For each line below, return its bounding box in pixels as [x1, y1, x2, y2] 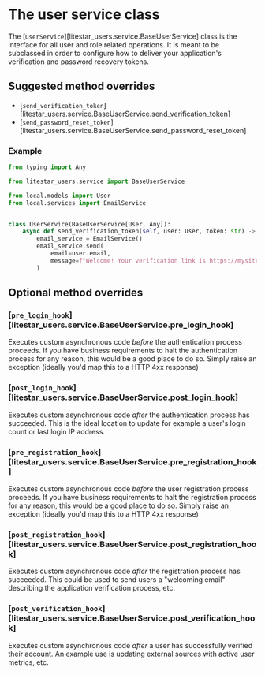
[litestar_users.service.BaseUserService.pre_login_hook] [8, 319, 234, 330]
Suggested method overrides [8, 80, 155, 93]
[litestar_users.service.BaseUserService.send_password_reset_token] [19, 125, 247, 135]
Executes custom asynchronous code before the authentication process [8, 337, 243, 347]
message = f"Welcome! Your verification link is [50, 256, 207, 265]
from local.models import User [8, 192, 111, 200]
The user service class [8, 6, 160, 24]
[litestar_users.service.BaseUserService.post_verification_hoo [8, 613, 256, 624]
